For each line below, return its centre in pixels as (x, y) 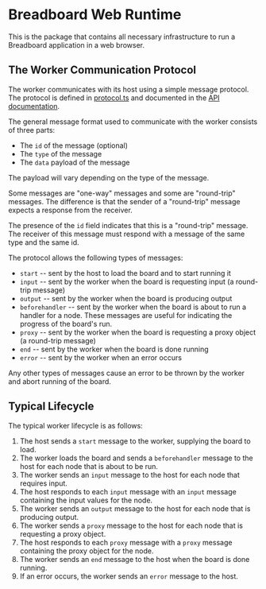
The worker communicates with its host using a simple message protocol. (129, 89)
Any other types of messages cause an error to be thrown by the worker (126, 373)
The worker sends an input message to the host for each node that (130, 475)
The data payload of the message (75, 162)
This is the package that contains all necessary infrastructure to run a (122, 37)
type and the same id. (44, 242)
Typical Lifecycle (51, 407)
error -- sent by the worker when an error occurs (101, 357)
